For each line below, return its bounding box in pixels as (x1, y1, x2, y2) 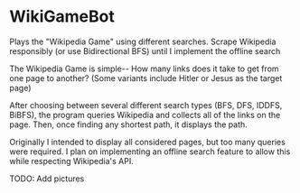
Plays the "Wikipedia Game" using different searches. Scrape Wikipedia (9, 36, 277, 47)
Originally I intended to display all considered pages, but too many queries (9, 136, 286, 147)
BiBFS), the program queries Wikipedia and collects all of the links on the (9, 109, 281, 120)
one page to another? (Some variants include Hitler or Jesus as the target (9, 72, 283, 83)
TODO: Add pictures (9, 173, 85, 184)
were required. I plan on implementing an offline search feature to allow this (9, 146, 291, 157)
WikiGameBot (9, 6, 115, 27)
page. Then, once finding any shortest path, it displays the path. (9, 119, 248, 130)
